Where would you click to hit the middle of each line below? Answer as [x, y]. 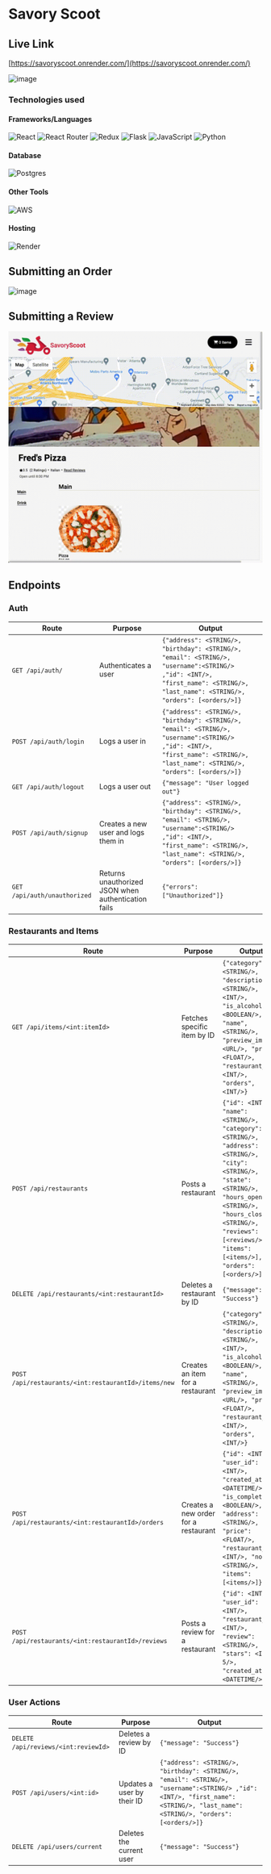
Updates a [135, 1784]
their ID [131, 1801]
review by [135, 1742]
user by [131, 1792]
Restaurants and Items [54, 931]
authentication [123, 899]
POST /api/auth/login [48, 742]
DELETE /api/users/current [57, 1847]
